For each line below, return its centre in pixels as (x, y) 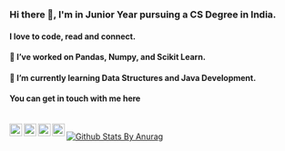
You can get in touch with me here (75, 98)
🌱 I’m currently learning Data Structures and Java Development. (133, 77)
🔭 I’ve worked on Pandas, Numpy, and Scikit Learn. (108, 57)
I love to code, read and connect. (73, 36)
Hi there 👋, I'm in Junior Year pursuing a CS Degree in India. (143, 15)
